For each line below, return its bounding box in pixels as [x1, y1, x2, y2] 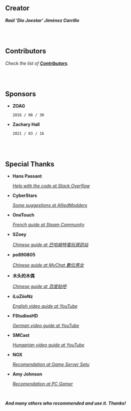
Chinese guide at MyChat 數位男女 [12, 262, 84, 268]
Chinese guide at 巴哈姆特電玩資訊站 [12, 242, 88, 248]
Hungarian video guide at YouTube [12, 342, 85, 348]
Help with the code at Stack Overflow [12, 183, 90, 189]
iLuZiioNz [12, 293, 33, 300]
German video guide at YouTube [12, 323, 79, 329]
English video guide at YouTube [12, 303, 78, 309]
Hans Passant [12, 173, 42, 179]
